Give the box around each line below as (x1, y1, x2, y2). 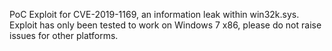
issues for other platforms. (9, 30, 119, 41)
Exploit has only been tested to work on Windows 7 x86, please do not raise (9, 19, 322, 31)
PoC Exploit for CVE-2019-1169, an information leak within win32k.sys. (9, 9, 300, 20)
